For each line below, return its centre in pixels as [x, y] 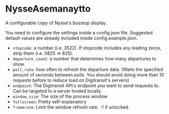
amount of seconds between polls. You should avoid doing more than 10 [88, 74]
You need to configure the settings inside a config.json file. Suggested [79, 32]
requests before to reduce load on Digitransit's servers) [71, 80]
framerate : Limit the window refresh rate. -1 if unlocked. [71, 107]
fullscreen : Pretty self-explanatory [49, 101]
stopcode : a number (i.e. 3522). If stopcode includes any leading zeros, [87, 48]
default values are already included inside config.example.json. [72, 38]
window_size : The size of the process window [60, 96]
